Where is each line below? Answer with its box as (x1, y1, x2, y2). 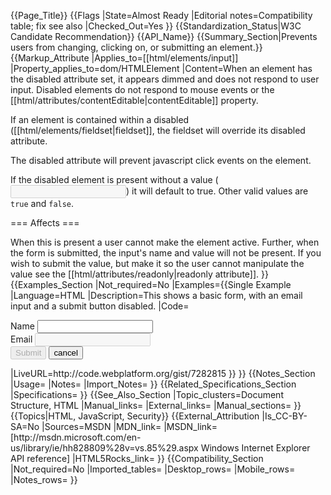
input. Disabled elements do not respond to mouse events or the (10, 84, 275, 95)
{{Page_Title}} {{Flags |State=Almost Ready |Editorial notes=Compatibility (10, 10, 313, 21)
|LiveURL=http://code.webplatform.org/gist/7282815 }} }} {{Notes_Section (10, 368, 316, 379)
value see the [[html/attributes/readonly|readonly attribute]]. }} (10, 268, 269, 280)
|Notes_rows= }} (10, 474, 78, 485)
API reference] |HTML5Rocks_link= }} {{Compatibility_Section (10, 453, 264, 464)
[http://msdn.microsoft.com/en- (10, 431, 142, 443)
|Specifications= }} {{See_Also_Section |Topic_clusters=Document (10, 389, 284, 400)
